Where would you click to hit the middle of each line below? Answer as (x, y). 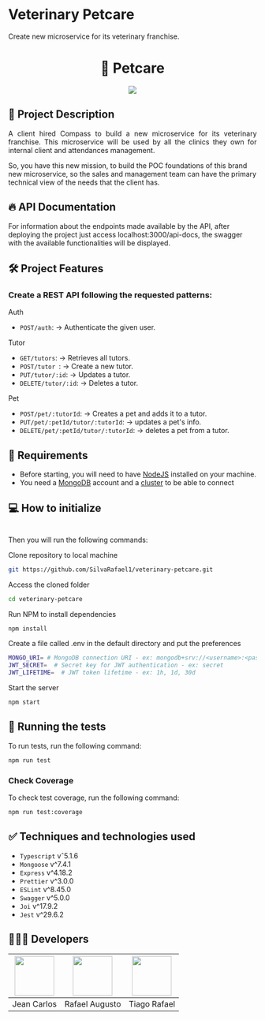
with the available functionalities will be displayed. (90, 243)
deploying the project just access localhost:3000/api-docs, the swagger (125, 234)
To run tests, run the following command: (75, 745)
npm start (24, 702)
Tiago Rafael (152, 1004)
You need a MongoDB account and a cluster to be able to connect (127, 482)
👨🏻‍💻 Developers (49, 939)
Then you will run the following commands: (78, 540)
